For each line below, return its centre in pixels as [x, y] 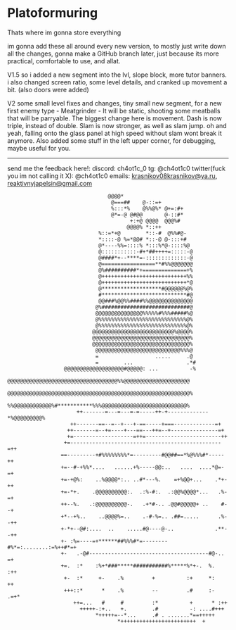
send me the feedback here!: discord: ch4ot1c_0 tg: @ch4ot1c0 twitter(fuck [117, 168]
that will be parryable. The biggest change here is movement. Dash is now [115, 118]
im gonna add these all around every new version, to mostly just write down [117, 46]
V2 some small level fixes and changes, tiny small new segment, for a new [115, 103]
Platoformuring [53, 13]
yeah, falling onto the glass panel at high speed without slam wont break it [115, 133]
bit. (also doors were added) [48, 89]
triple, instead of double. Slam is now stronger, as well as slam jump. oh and [117, 125]
